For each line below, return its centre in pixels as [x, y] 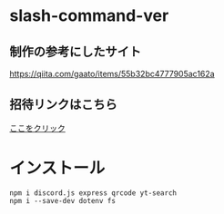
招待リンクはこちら [63, 105]
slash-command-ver [89, 16]
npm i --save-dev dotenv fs [63, 200]
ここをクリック [37, 128]
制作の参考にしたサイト [75, 51]
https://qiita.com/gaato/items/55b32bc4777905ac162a [112, 74]
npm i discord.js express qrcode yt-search [93, 193]
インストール [57, 168]
